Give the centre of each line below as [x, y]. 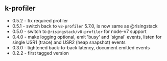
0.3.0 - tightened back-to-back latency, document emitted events [81, 47]
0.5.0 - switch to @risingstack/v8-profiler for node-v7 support [79, 31]
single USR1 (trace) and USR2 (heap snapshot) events [69, 42]
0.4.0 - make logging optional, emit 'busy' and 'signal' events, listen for [87, 37]
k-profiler [20, 8]
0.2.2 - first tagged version [41, 53]
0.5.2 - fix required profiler [40, 20]
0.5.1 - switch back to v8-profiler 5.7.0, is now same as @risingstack [85, 26]
